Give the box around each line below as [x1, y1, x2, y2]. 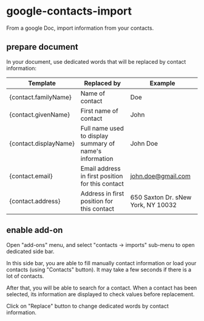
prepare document [6, 42, 78, 52]
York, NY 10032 [130, 200, 177, 209]
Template [28, 79, 56, 87]
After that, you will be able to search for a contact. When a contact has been [6, 284, 197, 291]
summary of [80, 139, 115, 147]
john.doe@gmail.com [130, 172, 191, 180]
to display [80, 132, 109, 140]
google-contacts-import [6, 4, 132, 18]
